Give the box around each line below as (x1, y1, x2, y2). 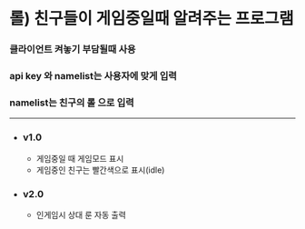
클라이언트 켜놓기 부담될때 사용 (9, 43, 136, 55)
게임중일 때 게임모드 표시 (35, 153, 124, 164)
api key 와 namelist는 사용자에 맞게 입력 (9, 70, 177, 83)
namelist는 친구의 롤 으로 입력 (9, 96, 134, 109)
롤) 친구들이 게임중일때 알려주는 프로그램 (9, 8, 294, 29)
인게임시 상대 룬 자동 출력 (35, 209, 127, 220)
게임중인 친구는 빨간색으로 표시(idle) (35, 164, 165, 175)
